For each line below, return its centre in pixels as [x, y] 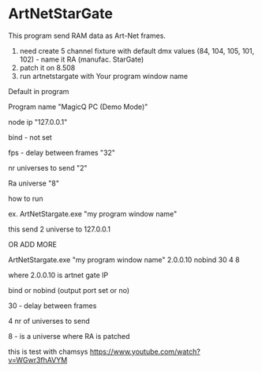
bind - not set [30, 137]
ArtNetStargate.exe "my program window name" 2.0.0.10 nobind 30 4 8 [124, 259]
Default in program [39, 91]
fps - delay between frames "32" [62, 152]
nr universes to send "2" [48, 167]
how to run [26, 198]
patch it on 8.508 [47, 67]
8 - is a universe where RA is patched [69, 336]
